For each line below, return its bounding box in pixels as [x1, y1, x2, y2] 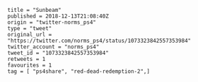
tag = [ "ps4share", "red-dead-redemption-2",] [7, 68, 151, 75]
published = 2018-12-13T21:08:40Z [7, 13, 110, 20]
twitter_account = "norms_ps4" [7, 43, 100, 50]
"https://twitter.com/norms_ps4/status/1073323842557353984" [7, 37, 192, 44]
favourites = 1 [7, 62, 52, 69]
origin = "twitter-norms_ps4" [7, 19, 97, 26]
